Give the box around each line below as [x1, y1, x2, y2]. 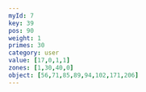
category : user [8, 49, 60, 57]
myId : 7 [8, 11, 35, 20]
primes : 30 [8, 42, 45, 50]
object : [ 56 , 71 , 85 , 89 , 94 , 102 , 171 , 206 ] [8, 71, 139, 79]
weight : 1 [8, 34, 42, 42]
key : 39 [8, 19, 35, 27]
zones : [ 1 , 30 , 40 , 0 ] [8, 64, 74, 72]
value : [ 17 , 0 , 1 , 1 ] [8, 57, 70, 65]
